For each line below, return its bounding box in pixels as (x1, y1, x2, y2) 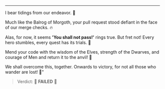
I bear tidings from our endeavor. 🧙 (5, 10, 76, 15)
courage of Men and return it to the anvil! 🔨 (5, 55, 92, 60)
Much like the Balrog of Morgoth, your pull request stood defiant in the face (5, 19, 158, 25)
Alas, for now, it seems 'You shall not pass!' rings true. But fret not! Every (5, 34, 155, 40)
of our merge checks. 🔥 (5, 25, 53, 30)
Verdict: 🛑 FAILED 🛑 (17, 79, 57, 84)
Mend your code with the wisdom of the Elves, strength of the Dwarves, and (5, 49, 160, 55)
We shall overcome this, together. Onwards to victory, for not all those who (5, 64, 156, 69)
